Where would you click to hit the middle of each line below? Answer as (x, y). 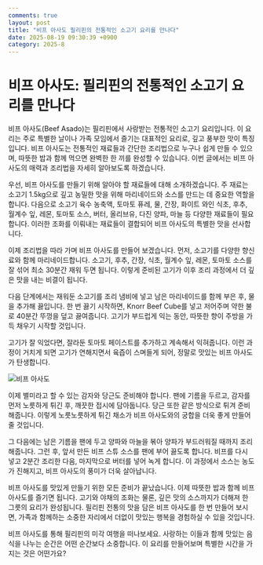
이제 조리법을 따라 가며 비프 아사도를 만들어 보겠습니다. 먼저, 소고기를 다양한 (124, 250)
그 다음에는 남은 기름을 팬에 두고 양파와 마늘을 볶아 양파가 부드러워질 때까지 (123, 442)
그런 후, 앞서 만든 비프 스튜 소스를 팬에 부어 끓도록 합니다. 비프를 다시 (143, 451)
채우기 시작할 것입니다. (51, 326)
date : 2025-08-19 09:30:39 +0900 (63, 37)
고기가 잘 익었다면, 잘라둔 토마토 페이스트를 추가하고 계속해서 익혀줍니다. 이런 (126, 343)
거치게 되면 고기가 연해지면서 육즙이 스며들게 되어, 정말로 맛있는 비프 (127, 352)
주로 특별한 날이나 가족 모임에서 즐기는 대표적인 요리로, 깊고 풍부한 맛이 (131, 139)
